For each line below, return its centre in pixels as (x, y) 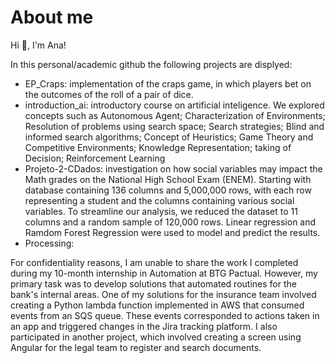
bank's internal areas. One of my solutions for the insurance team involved (163, 294)
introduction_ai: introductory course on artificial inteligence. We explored (174, 105)
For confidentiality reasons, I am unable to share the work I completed (154, 262)
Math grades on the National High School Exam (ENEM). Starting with (168, 179)
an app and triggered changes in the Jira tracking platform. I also (144, 326)
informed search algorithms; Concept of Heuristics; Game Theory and (169, 137)
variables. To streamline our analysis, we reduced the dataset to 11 (161, 211)
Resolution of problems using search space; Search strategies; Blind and (174, 126)
